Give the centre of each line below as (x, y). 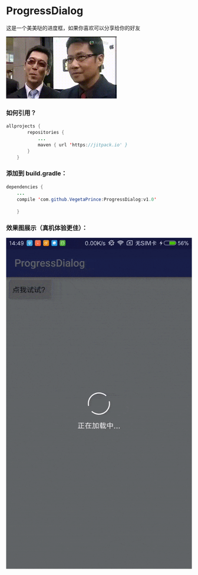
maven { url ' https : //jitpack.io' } (82, 145)
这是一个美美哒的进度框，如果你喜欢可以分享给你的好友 (73, 28)
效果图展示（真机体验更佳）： (47, 228)
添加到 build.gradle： (37, 173)
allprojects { (24, 126)
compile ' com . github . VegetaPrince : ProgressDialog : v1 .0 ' (87, 199)
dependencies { (25, 187)
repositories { (46, 133)
